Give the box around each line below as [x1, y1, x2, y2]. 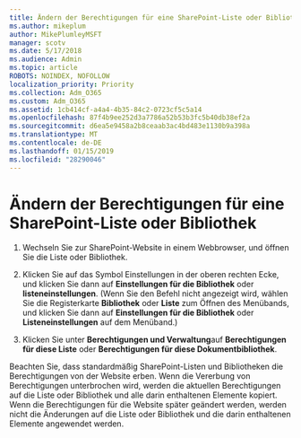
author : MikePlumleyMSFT [9, 30, 102, 39]
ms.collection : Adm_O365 [9, 88, 102, 97]
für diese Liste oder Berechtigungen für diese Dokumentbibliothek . [21, 344, 278, 355]
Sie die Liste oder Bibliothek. [21, 252, 128, 263]
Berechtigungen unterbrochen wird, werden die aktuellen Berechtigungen [9, 381, 281, 391]
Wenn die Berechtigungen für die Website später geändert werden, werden [9, 399, 287, 410]
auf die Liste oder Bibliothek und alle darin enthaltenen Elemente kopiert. [9, 390, 278, 400]
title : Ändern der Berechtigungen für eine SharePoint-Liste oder [9, 13, 262, 22]
